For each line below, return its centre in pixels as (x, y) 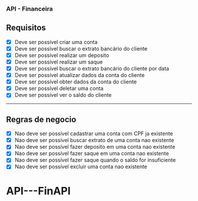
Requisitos (26, 28)
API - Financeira (29, 9)
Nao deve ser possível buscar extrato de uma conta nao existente (94, 140)
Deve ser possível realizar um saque (59, 62)
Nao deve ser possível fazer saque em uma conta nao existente (92, 153)
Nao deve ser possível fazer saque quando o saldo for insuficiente (95, 160)
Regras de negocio (41, 119)
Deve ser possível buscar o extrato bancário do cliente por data (92, 68)
